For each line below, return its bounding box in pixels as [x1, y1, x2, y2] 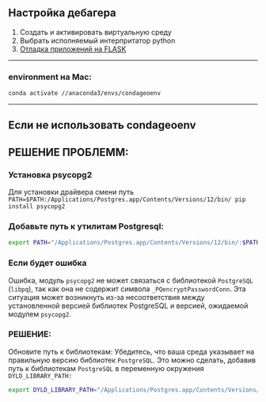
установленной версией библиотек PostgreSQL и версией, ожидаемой [8, 301, 249, 310]
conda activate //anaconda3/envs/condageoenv [8, 89, 161, 97]
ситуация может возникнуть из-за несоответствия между [8, 292, 205, 301]
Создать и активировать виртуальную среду [19, 27, 172, 36]
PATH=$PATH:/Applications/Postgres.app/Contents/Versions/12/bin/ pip [8, 195, 246, 204]
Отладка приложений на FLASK [19, 44, 127, 54]
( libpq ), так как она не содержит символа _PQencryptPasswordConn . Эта [8, 284, 247, 294]
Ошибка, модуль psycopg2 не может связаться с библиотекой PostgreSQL [8, 275, 254, 285]
